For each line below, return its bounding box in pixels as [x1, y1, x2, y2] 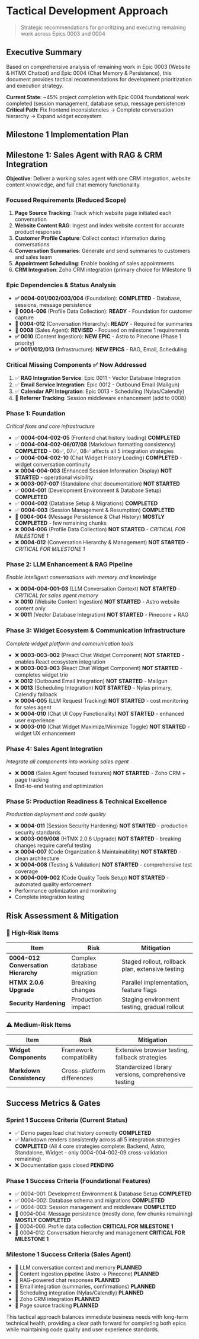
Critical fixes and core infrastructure [6, 423, 95, 430]
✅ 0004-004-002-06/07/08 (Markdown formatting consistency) [14, 441, 176, 448]
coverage [14, 868, 38, 875]
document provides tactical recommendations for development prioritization [6, 75, 192, 83]
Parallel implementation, [121, 978, 188, 986]
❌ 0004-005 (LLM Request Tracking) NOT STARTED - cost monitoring [14, 697, 188, 704]
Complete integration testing [14, 893, 85, 900]
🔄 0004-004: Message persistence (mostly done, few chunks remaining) [14, 1210, 193, 1217]
